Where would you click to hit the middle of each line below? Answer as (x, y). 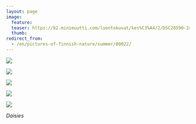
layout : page (22, 11)
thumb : (19, 33)
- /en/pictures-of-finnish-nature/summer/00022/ (71, 44)
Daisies (15, 115)
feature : (22, 22)
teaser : (21, 28)
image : (14, 17)
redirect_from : (24, 39)
